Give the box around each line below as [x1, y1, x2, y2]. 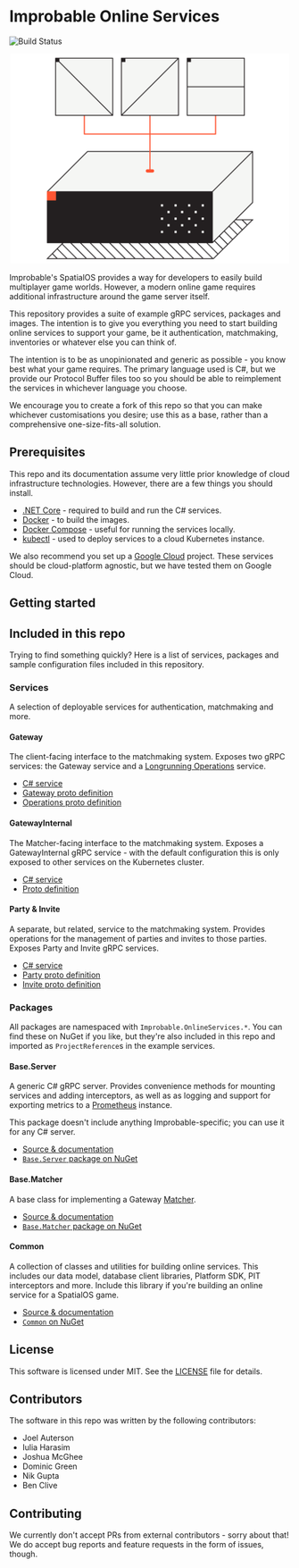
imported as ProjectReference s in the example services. [9, 1041, 216, 1052]
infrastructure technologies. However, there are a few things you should [9, 478, 274, 489]
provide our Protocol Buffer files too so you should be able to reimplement [9, 373, 282, 383]
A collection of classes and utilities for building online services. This [9, 1261, 259, 1271]
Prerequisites [9, 445, 86, 460]
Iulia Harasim [21, 1442, 71, 1453]
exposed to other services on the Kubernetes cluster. [9, 856, 205, 868]
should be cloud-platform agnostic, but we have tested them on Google [9, 560, 272, 571]
